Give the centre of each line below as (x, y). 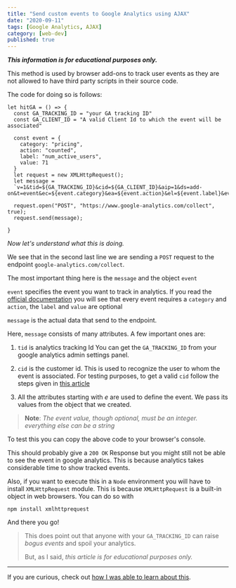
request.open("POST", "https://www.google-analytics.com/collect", (114, 206)
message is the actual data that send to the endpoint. (82, 320)
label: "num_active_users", (61, 157)
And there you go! (33, 522)
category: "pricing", (51, 145)
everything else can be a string (70, 426)
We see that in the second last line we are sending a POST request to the (111, 257)
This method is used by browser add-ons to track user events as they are (113, 74)
